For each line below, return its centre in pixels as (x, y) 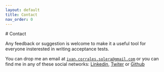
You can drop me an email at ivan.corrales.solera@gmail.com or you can (82, 59)
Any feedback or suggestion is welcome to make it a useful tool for (76, 44)
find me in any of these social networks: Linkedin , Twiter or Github (75, 64)
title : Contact (21, 15)
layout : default (22, 10)
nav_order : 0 (19, 19)
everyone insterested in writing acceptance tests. (57, 49)
